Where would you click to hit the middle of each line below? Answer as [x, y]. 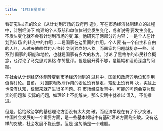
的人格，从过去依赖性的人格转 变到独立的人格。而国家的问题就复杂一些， [78, 48]
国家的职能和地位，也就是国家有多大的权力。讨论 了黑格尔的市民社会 [83, 54]
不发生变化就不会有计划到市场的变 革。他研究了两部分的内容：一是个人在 [78, 36]
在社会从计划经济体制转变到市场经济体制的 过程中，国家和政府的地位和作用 [80, 77]
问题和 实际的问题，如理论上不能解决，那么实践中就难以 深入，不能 [81, 95]
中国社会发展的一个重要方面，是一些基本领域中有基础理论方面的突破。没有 [79, 117]
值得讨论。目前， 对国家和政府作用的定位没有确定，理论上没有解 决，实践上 [81, 82]
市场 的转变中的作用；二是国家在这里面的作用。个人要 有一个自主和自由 [85, 42]
